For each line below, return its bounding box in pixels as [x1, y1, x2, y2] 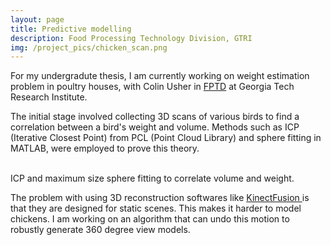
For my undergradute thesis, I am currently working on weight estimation [10, 70, 310, 82]
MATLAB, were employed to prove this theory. [10, 142, 200, 155]
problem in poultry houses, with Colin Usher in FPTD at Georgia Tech [10, 81, 295, 93]
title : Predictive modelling [10, 24, 132, 34]
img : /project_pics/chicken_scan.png [10, 42, 168, 53]
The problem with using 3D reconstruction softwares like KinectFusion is [10, 192, 310, 204]
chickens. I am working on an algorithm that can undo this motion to [10, 213, 290, 225]
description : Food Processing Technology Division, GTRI [10, 33, 253, 43]
